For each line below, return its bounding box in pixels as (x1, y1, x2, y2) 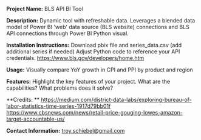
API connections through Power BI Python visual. (6, 30, 129, 37)
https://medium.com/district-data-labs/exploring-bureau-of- (41, 96, 192, 103)
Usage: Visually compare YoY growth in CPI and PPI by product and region (6, 66, 193, 73)
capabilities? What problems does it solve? (6, 84, 114, 92)
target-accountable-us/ (6, 115, 65, 122)
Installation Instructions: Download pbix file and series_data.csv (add (6, 42, 182, 48)
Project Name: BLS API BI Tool (6, 5, 83, 12)
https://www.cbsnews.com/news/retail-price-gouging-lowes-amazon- (6, 109, 183, 116)
